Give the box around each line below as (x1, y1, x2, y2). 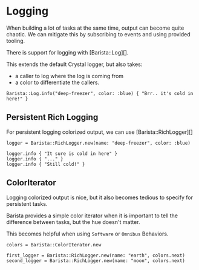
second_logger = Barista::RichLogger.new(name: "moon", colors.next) (6, 257, 186, 264)
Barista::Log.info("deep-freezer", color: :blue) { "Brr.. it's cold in (6, 90, 194, 96)
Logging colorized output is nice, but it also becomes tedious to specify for (6, 194, 194, 201)
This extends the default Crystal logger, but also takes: (6, 61, 143, 68)
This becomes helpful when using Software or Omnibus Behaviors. (6, 230, 169, 237)
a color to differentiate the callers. (15, 79, 100, 86)
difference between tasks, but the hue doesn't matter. (6, 218, 140, 225)
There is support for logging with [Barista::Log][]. (6, 48, 129, 56)
